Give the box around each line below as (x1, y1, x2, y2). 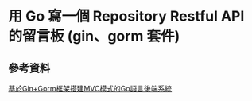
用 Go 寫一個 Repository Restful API (8, 7, 245, 25)
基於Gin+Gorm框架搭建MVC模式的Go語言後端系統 (8, 84, 173, 93)
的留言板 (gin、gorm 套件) (8, 27, 180, 45)
